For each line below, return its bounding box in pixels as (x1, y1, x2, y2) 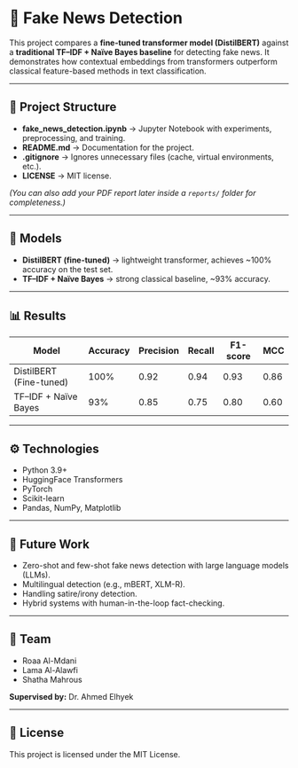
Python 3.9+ (21, 465, 68, 475)
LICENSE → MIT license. (21, 170, 113, 181)
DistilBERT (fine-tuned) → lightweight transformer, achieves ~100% (21, 255, 272, 265)
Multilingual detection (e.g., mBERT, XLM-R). (21, 579, 186, 589)
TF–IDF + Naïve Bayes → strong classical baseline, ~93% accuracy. (21, 273, 271, 284)
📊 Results (9, 308, 67, 323)
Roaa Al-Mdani (21, 655, 77, 666)
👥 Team (9, 631, 51, 647)
